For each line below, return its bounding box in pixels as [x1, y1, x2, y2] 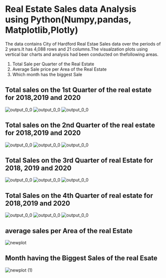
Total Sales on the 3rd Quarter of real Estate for [5, 156, 153, 164]
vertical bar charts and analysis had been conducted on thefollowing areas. [5, 51, 159, 57]
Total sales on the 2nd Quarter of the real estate [5, 121, 155, 130]
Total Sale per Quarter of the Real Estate [12, 61, 95, 67]
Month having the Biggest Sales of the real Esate [5, 254, 158, 263]
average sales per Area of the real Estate [5, 227, 133, 235]
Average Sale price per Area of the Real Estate [12, 66, 107, 72]
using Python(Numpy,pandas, [5, 14, 131, 25]
